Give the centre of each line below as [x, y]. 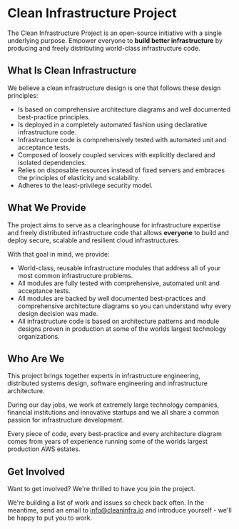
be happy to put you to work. [50, 518]
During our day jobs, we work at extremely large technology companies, [113, 405]
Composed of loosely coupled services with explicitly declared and [116, 154]
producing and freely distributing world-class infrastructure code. [104, 48]
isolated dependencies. [52, 162]
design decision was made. [58, 313]
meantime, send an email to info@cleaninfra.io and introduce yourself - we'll [119, 510]
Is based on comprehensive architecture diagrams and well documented [124, 109]
